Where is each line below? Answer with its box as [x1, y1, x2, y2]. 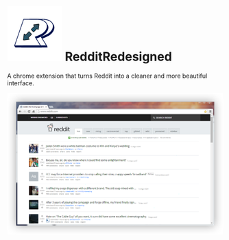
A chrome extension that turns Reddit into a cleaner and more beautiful [7, 72, 208, 80]
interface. [7, 78, 34, 87]
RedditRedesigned [64, 49, 173, 65]
